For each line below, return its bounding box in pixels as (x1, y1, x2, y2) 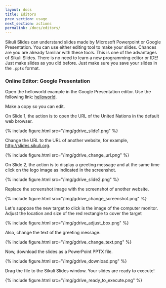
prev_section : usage (5, 16, 48, 21)
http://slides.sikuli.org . (5, 143, 51, 148)
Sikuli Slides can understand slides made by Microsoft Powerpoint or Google (5, 39, 161, 45)
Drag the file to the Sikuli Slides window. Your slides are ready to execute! (5, 268, 155, 274)
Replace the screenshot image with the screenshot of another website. (5, 186, 149, 192)
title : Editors (5, 12, 37, 17)
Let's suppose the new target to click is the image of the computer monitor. (5, 205, 158, 211)
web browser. (5, 118, 33, 124)
